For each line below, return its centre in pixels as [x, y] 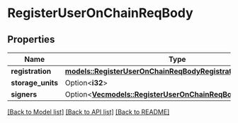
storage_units [35, 83]
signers [24, 94]
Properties [31, 39]
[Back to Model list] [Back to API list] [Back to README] [89, 112]
